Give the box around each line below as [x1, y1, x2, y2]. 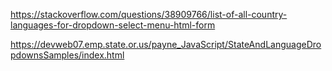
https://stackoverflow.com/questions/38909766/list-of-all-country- [10, 9, 288, 20]
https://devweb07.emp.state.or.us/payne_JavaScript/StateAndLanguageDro [10, 39, 322, 50]
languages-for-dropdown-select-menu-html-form [10, 19, 216, 31]
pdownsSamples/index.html [10, 49, 125, 61]
